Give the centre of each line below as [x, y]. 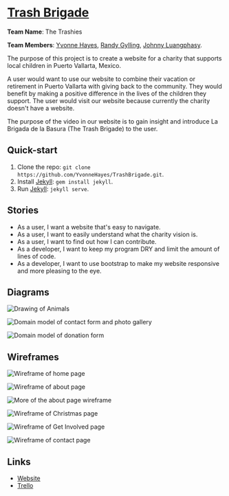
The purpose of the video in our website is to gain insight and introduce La [113, 121]
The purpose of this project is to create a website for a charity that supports [115, 58]
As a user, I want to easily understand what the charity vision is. [107, 234]
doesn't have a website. [41, 108]
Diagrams [28, 292]
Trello [25, 485]
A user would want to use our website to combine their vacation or [101, 79]
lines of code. [36, 256]
